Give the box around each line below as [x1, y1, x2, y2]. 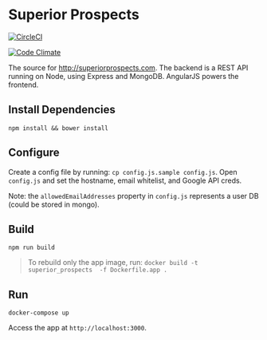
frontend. [8, 80, 39, 89]
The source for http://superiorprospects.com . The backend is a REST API [8, 62, 249, 73]
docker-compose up [8, 309, 69, 317]
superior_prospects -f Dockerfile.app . [27, 266, 167, 275]
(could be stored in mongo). [8, 200, 100, 209]
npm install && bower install [8, 124, 109, 132]
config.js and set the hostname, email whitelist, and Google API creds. [8, 176, 242, 185]
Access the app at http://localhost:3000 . [8, 323, 147, 333]
